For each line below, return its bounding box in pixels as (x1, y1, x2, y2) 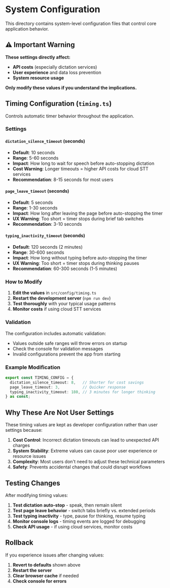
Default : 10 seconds (12, 149, 55, 156)
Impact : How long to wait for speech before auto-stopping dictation (12, 160, 155, 166)
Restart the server (12, 567, 52, 573)
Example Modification (5, 364, 61, 371)
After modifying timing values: (5, 492, 69, 498)
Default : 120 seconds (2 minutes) (12, 244, 83, 250)
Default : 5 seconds (12, 199, 53, 205)
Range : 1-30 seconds (12, 204, 58, 211)
